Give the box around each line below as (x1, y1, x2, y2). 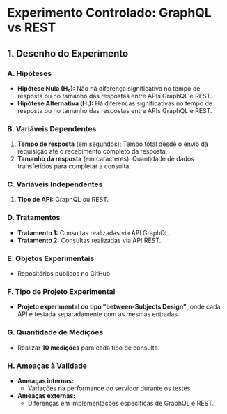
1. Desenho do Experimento (7, 47, 129, 59)
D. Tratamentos (7, 213, 61, 223)
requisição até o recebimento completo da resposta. (17, 147, 168, 156)
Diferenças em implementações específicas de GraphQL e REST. (27, 399, 214, 407)
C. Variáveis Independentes (7, 179, 103, 189)
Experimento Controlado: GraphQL (7, 5, 212, 21)
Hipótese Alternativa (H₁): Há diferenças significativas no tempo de (17, 99, 213, 108)
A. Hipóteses (7, 68, 52, 78)
